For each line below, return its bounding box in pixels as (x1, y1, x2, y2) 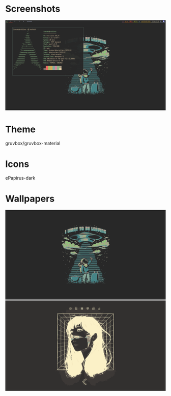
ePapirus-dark (5, 175, 36, 181)
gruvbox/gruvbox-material (5, 140, 61, 147)
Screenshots (5, 3, 61, 15)
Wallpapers (5, 193, 55, 204)
